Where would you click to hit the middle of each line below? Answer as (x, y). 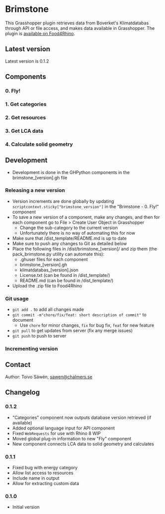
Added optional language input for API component (63, 428)
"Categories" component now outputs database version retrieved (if (82, 417)
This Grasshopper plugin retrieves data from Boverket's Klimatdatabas (77, 23)
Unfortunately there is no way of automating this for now (77, 233)
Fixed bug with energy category (45, 467)
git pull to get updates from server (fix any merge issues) (72, 331)
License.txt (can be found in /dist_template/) (65, 275)
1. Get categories (26, 104)
